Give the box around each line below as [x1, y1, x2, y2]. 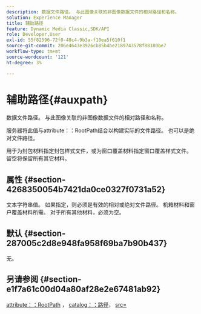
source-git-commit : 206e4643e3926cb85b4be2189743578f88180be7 [6, 43, 166, 49]
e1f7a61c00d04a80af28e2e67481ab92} [6, 284, 161, 295]
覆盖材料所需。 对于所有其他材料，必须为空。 [11, 209, 125, 216]
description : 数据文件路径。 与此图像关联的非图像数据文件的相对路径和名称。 [6, 8, 180, 15]
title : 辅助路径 [6, 20, 44, 26]
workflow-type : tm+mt [6, 48, 61, 55]
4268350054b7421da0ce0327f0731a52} [6, 184, 166, 195]
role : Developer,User [6, 32, 61, 38]
